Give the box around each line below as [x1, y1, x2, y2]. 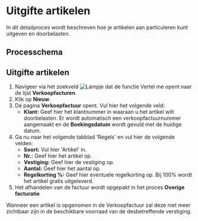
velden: [14, 140, 33, 147]
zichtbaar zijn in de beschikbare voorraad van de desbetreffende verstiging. [6, 208, 192, 215]
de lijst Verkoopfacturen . [14, 89, 77, 97]
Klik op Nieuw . [14, 96, 51, 103]
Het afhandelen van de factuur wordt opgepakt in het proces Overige [14, 184, 185, 191]
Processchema [6, 47, 63, 57]
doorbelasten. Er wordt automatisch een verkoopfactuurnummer [23, 114, 181, 122]
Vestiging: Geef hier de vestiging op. [23, 159, 114, 166]
